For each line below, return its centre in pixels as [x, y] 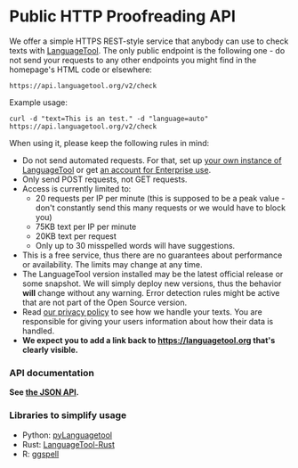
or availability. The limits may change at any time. [112, 264]
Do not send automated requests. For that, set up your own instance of [152, 160]
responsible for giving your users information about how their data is [148, 321]
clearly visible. [50, 349]
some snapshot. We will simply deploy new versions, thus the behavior [152, 283]
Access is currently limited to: [77, 188]
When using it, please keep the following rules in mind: [109, 143]
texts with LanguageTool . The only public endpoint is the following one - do [147, 50]
